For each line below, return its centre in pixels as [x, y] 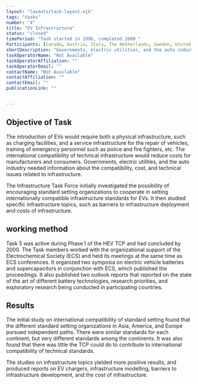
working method [37, 229]
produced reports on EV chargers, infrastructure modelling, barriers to [91, 369]
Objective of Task [39, 122]
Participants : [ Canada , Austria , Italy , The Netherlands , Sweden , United [99, 45]
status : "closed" [27, 34]
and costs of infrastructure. [39, 210]
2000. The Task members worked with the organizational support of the [93, 249]
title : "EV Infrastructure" [41, 28]
